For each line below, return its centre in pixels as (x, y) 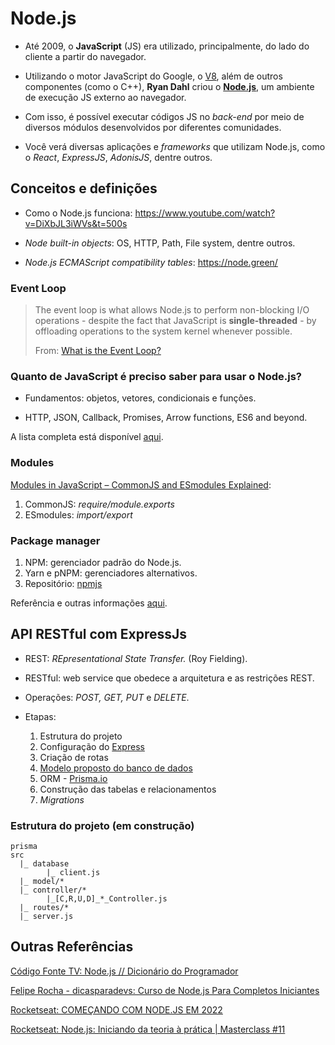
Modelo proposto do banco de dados (116, 768)
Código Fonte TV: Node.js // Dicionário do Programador (124, 971)
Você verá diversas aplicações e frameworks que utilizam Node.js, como (175, 146)
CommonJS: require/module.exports (99, 504)
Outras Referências (72, 947)
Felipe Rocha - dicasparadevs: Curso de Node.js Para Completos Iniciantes (165, 990)
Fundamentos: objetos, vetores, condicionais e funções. (140, 398)
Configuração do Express (92, 746)
